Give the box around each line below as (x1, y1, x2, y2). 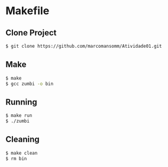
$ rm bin (5, 155, 27, 162)
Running (5, 97, 38, 107)
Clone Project (5, 28, 57, 38)
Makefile (5, 4, 50, 18)
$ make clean (5, 150, 38, 156)
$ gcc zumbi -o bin (5, 81, 54, 87)
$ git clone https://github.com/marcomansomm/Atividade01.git (5, 43, 162, 49)
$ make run (5, 113, 33, 119)
